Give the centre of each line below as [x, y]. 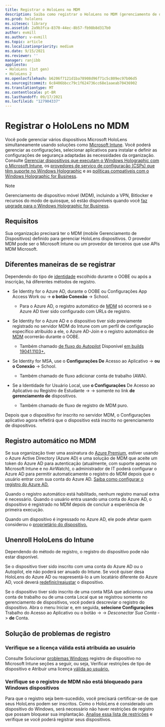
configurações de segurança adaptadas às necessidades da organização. [80, 155]
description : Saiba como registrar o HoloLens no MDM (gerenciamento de [81, 14]
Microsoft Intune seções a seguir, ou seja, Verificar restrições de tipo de [78, 664]
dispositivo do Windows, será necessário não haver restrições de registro [80, 709]
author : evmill [21, 33]
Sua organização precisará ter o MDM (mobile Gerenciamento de [71, 233]
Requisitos [22, 221]
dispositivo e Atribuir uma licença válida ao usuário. [57, 669]
